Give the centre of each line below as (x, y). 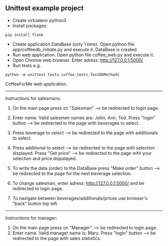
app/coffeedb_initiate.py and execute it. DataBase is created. (75, 49)
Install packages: (30, 26)
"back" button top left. (35, 203)
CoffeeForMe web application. (36, 84)
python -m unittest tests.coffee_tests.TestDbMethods (62, 75)
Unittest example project (44, 8)
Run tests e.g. (26, 65)
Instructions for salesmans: (33, 98)
